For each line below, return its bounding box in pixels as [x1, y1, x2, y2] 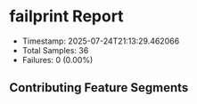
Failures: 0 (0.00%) [21, 54, 94, 65]
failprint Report [9, 6, 124, 27]
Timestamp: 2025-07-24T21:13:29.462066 [21, 36, 180, 46]
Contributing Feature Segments [9, 80, 189, 95]
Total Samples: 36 [21, 44, 89, 55]
